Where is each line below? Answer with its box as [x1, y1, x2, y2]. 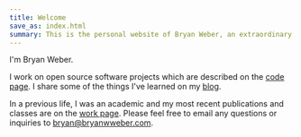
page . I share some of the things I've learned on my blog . [9, 81, 222, 92]
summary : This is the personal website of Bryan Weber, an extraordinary [9, 30, 293, 39]
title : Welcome [9, 13, 67, 22]
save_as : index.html [9, 21, 87, 30]
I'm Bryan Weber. [9, 55, 74, 65]
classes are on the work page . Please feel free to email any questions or [9, 108, 278, 119]
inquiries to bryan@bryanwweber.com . [9, 117, 154, 128]
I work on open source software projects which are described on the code [9, 72, 285, 82]
